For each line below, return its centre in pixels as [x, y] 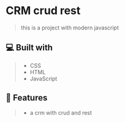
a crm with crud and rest [61, 112]
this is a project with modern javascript [70, 28]
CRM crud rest [43, 11]
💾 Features [27, 98]
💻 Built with [29, 48]
